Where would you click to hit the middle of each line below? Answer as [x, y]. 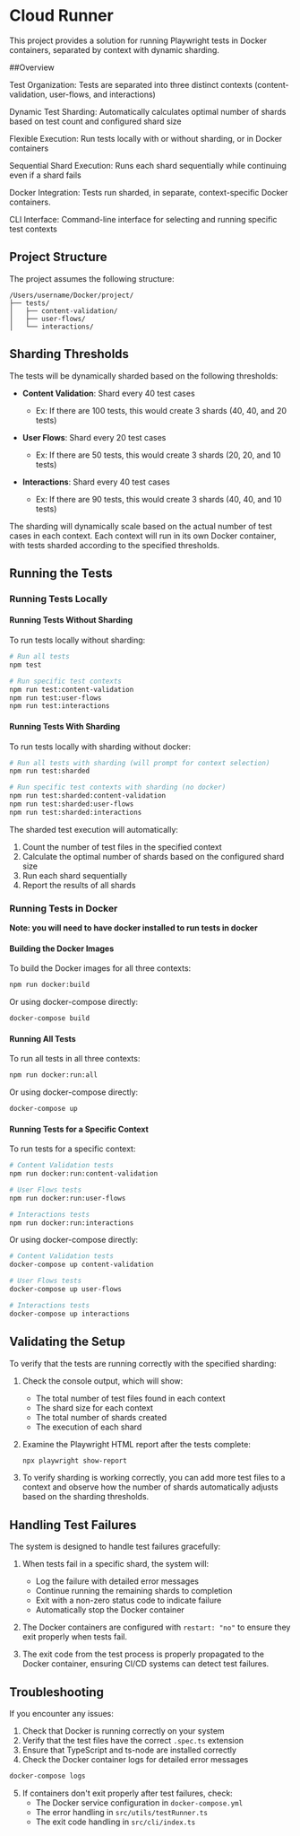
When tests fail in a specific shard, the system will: [116, 1564]
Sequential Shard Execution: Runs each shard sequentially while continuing [148, 165]
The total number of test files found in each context [130, 1398]
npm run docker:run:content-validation [84, 1174]
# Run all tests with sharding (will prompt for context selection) [140, 763]
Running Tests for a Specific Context [79, 1129]
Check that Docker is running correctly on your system [124, 1731]
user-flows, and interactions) [103, 94]
